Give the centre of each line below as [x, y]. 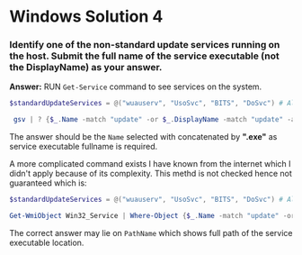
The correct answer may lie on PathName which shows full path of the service [151, 232]
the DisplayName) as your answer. [86, 68]
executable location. [47, 242]
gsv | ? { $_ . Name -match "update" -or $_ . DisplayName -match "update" [148, 120]
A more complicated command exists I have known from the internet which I [150, 164]
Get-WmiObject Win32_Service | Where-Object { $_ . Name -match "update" [144, 216]
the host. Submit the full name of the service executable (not [145, 56]
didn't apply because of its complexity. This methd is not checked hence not [151, 174]
